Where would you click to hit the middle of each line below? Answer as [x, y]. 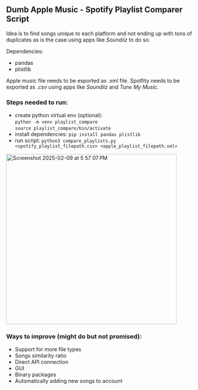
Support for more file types [48, 350]
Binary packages [35, 375]
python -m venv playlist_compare [56, 122]
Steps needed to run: [37, 102]
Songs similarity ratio [40, 356]
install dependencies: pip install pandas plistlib [78, 134]
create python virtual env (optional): [59, 115]
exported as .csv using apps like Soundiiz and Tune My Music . [83, 87]
